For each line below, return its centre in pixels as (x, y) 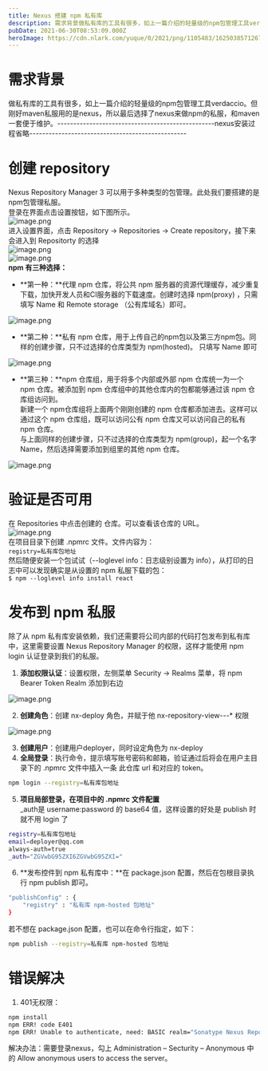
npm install (28, 1017)
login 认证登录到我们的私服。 (56, 656)
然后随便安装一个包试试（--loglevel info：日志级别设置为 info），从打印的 (128, 560)
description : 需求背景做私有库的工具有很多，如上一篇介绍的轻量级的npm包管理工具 (129, 23)
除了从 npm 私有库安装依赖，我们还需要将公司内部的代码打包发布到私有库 (129, 636)
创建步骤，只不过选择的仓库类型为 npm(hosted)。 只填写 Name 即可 (146, 347)
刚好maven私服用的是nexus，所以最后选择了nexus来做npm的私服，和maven (134, 113)
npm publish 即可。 (61, 883)
